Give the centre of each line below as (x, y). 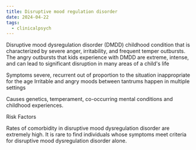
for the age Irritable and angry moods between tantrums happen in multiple (98, 81)
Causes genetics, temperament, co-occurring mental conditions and (90, 99)
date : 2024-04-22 (28, 17)
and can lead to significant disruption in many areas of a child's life (88, 64)
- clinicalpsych (31, 28)
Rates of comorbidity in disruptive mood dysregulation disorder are (88, 128)
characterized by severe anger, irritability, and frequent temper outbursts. (96, 51)
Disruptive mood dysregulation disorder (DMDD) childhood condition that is (98, 45)
